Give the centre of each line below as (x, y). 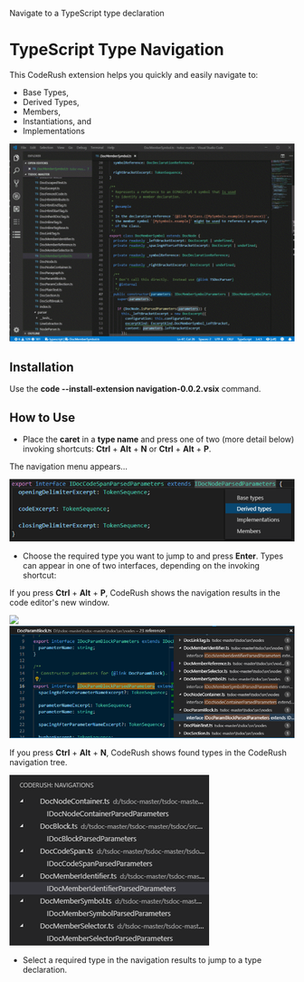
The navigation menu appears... (69, 467)
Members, (42, 112)
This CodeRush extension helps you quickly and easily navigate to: (134, 74)
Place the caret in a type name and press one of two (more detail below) (158, 440)
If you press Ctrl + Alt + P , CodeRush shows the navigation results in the (145, 593)
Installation (42, 367)
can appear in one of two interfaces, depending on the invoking (141, 566)
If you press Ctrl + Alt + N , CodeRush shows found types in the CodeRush (148, 753)
